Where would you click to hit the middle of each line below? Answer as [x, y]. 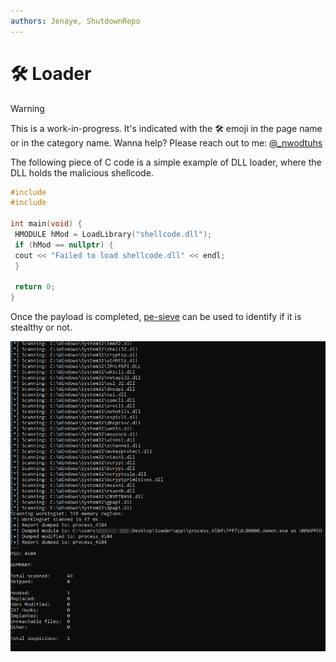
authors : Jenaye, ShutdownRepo [75, 21]
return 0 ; [35, 287]
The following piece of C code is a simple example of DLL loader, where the [166, 162]
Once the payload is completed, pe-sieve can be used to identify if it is [156, 317]
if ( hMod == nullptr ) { [64, 245]
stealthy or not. [41, 327]
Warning [27, 108]
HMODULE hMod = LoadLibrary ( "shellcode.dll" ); [113, 235]
